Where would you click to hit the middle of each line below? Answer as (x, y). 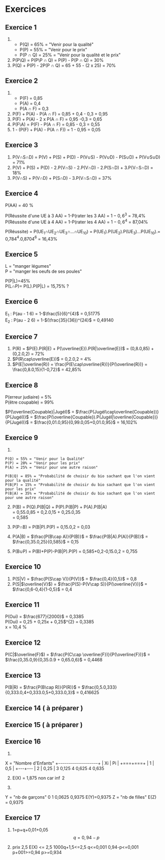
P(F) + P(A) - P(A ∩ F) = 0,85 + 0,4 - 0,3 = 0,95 (60, 114)
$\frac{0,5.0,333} (99, 687)
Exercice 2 (22, 81)
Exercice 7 (21, 337)
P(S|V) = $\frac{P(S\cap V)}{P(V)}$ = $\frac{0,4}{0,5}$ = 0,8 (74, 578)
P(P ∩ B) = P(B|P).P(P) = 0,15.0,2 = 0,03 (51, 527)
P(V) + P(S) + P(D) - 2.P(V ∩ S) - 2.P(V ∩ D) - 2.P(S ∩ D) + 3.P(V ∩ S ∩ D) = (83, 167)
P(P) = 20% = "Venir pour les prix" (43, 463)
